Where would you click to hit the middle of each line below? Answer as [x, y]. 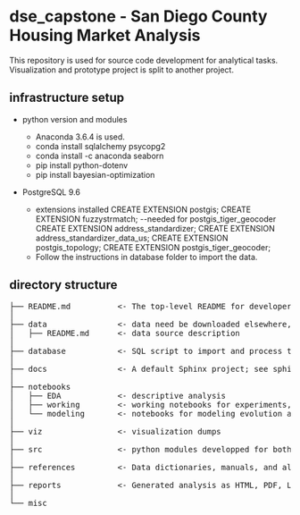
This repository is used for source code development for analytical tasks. [144, 60]
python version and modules [75, 119]
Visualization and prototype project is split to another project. [122, 70]
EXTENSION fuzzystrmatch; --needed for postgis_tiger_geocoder [156, 219]
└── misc [28, 503]
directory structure [63, 285]
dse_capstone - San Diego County [138, 17]
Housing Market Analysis [105, 35]
